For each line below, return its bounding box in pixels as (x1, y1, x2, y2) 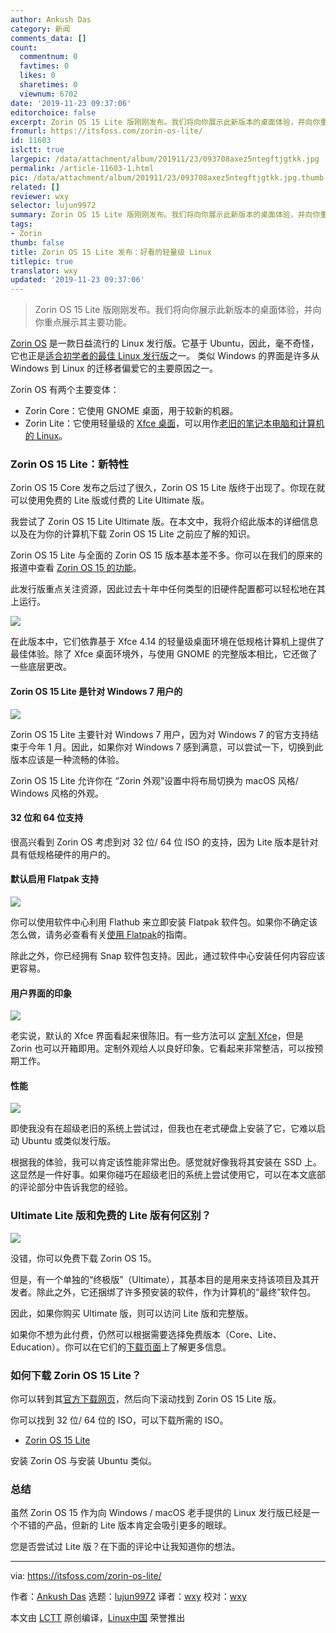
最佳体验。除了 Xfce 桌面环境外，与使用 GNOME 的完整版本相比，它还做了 (10, 648, 318, 660)
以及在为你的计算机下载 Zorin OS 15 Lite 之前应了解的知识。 (10, 528, 256, 540)
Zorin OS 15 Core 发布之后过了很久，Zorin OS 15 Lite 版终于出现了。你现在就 (10, 482, 326, 494)
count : (10, 42, 38, 53)
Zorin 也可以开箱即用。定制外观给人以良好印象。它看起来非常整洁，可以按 (10, 1042, 315, 1055)
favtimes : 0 (19, 61, 70, 71)
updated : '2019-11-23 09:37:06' (10, 275, 145, 285)
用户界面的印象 (10, 987, 72, 999)
